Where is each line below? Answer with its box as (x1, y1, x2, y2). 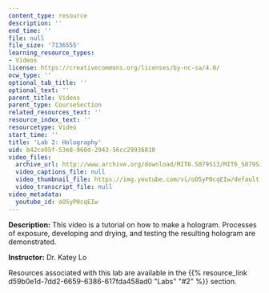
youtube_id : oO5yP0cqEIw (15, 198, 98, 206)
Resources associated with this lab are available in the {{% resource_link (8, 267, 248, 277)
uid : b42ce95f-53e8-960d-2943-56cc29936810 (8, 146, 156, 154)
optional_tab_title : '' (8, 78, 88, 86)
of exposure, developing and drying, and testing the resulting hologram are (8, 228, 256, 238)
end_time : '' (8, 26, 52, 34)
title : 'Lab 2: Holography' (8, 138, 102, 146)
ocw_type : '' (8, 71, 52, 79)
